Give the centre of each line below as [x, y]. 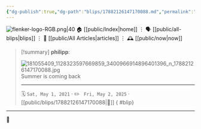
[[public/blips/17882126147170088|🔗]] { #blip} [77, 102]
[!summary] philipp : [45, 52]
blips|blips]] [21, 38]
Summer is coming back [51, 76]
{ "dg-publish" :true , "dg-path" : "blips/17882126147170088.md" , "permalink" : [100, 12]
